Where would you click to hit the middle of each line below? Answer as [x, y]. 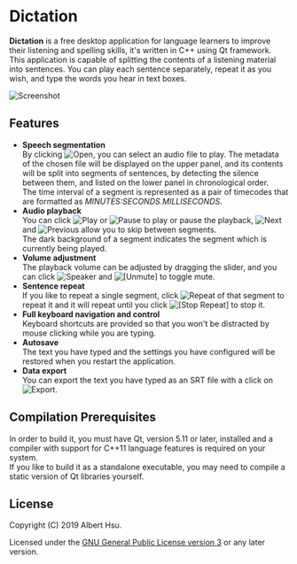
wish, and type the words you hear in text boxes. [98, 78]
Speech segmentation [64, 144]
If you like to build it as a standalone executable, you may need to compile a [147, 467]
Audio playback [51, 211]
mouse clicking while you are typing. [89, 333]
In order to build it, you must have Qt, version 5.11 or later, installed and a [141, 438]
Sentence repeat [54, 286]
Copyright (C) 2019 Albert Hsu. [66, 525]
